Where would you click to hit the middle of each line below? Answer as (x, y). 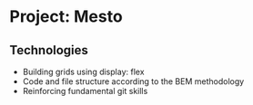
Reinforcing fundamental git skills (85, 91)
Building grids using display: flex (83, 72)
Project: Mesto (66, 17)
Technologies (49, 50)
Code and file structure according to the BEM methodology (133, 81)
